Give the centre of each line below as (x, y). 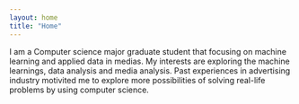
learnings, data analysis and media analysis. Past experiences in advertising (150, 70)
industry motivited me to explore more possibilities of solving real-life (137, 80)
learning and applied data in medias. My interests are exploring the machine (149, 61)
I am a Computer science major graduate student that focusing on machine (148, 51)
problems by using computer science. (79, 90)
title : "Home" (36, 26)
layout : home (34, 17)
